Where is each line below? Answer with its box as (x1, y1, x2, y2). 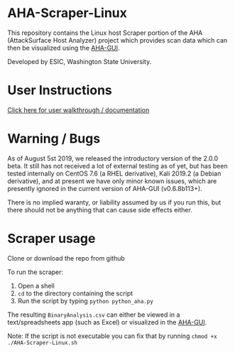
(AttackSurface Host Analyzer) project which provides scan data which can (7, 36, 228, 44)
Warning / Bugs (7, 131, 101, 147)
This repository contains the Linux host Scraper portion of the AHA (7, 28, 203, 37)
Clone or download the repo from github (7, 254, 126, 262)
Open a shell (17, 281, 55, 290)
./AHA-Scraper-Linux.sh (7, 339, 78, 346)
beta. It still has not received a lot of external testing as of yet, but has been (7, 161, 229, 170)
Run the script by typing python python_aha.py (17, 296, 154, 305)
